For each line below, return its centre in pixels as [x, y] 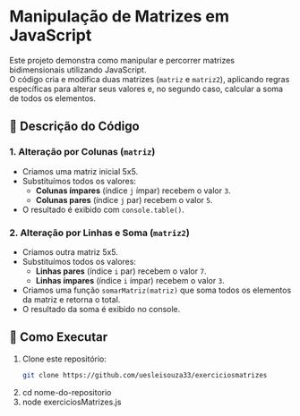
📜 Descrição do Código [75, 127]
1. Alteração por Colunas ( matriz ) [82, 152]
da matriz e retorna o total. [71, 299]
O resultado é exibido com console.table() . [103, 209]
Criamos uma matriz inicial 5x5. [80, 171]
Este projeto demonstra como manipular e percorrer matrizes [122, 60]
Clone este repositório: [64, 359]
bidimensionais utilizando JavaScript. [78, 70]
